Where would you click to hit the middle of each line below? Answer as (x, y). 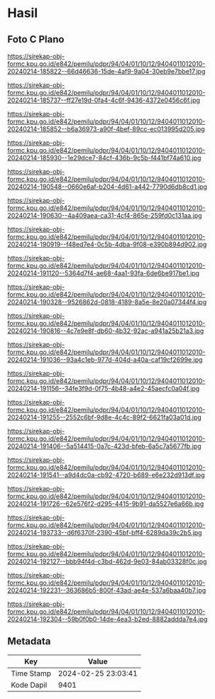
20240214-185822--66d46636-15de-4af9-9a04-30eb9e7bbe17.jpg (106, 71)
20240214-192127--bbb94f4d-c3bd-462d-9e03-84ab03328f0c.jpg (107, 561)
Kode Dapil (29, 685)
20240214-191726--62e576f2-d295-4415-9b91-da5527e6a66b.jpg (106, 504)
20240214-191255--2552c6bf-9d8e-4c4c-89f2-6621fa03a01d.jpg (105, 417)
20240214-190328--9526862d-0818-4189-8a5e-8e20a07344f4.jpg (107, 302)
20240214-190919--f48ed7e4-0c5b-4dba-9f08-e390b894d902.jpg (107, 244)
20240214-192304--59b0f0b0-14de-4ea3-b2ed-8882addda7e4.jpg (107, 619)
